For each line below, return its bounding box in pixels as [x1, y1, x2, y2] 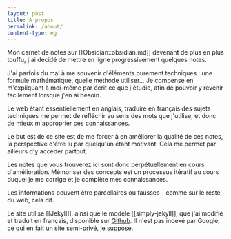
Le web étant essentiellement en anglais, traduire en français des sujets [7, 104, 211, 113]
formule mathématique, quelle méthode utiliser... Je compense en [7, 77, 194, 85]
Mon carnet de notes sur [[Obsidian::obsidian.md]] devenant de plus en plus [7, 48, 224, 57]
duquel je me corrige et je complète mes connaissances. [7, 175, 168, 184]
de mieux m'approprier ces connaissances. [7, 119, 130, 128]
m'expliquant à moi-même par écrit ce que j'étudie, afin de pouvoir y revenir [7, 84, 224, 92]
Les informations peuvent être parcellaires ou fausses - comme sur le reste [7, 189, 221, 197]
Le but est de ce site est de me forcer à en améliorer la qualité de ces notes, [7, 133, 223, 141]
